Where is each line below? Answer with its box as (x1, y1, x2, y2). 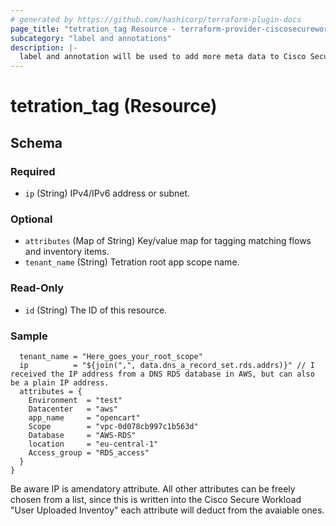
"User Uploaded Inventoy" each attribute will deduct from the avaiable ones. (10, 504, 325, 516)
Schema (10, 134, 63, 151)
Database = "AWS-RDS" (28, 430, 137, 440)
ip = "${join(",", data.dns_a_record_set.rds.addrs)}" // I (19, 360, 315, 370)
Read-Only (10, 281, 65, 295)
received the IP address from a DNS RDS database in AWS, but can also (10, 369, 315, 379)
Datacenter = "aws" (28, 404, 118, 414)
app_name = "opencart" (28, 412, 141, 423)
